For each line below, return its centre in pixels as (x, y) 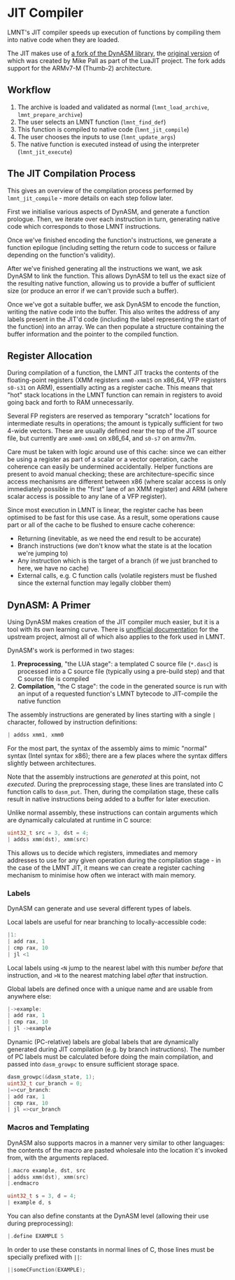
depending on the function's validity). (61, 255)
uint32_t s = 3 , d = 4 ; (42, 1196)
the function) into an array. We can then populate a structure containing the (116, 326)
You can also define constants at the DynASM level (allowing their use (108, 1216)
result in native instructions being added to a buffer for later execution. (109, 799)
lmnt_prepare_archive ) (50, 114)
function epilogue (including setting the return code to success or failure (112, 247)
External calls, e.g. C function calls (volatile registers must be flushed (117, 576)
